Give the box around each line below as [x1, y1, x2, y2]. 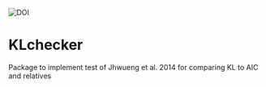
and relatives [8, 71, 52, 81]
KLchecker [8, 36, 84, 54]
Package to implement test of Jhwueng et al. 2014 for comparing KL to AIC [8, 62, 259, 72]
